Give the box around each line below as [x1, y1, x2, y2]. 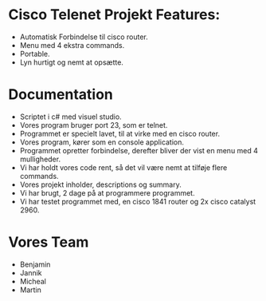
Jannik [19, 267, 42, 277]
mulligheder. [19, 154, 61, 164]
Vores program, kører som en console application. [19, 137, 185, 147]
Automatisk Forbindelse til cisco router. [19, 32, 149, 42]
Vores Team [8, 233, 89, 251]
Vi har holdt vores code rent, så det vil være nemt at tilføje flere [19, 162, 228, 172]
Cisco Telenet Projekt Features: [8, 6, 221, 24]
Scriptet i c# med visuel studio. [19, 112, 122, 121]
